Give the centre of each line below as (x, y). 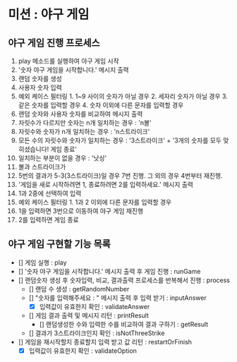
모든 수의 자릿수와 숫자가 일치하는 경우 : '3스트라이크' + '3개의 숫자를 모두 (120, 140)
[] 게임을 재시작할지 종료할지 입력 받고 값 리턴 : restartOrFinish (105, 342)
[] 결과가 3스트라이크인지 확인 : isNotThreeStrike (97, 333)
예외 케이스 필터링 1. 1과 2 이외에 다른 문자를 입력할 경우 (95, 202)
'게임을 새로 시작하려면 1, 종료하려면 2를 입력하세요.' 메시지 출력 (105, 185)
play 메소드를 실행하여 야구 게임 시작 (68, 61)
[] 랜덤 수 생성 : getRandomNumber (79, 289)
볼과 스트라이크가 (42, 167)
